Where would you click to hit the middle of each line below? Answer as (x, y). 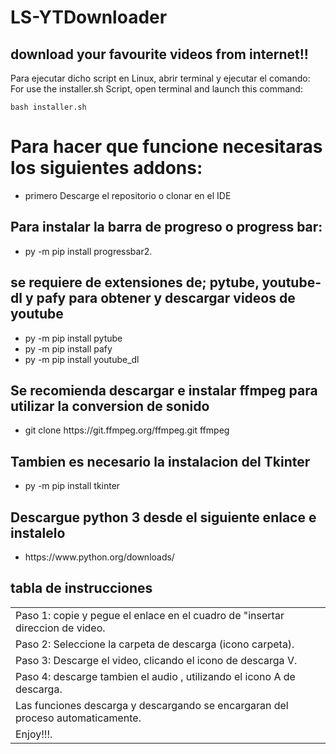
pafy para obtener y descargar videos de (166, 298)
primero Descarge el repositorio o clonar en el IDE (128, 195)
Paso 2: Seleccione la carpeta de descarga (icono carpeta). (155, 644)
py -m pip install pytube (73, 338)
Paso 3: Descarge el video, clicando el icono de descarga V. (156, 660)
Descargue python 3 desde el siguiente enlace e (163, 517)
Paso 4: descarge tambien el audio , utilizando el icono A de (155, 676)
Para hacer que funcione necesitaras (166, 147)
